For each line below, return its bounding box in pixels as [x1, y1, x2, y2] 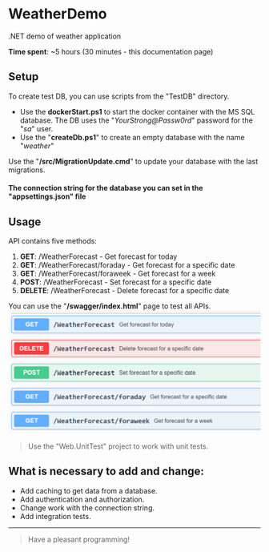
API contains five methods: [8, 236, 98, 246]
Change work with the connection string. [19, 502, 155, 513]
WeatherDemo [8, 5, 107, 23]
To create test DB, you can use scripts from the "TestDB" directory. [8, 91, 230, 101]
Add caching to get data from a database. [19, 486, 158, 495]
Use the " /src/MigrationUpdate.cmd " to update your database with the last [8, 156, 259, 166]
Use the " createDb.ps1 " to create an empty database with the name [19, 132, 245, 142]
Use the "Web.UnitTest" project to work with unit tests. [27, 441, 209, 451]
